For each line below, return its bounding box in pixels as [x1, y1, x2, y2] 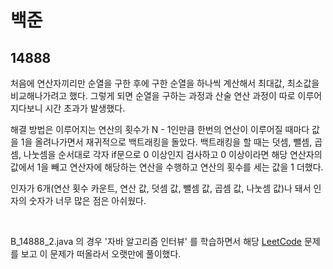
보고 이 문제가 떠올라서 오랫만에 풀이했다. [20, 248, 182, 260]
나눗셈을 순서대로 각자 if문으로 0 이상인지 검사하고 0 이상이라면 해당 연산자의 [23, 149, 323, 160]
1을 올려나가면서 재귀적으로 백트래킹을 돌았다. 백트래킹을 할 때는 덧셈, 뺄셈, [20, 136, 313, 148]
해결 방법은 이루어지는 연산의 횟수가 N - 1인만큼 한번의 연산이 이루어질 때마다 [10, 124, 310, 135]
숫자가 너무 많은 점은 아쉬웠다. [28, 195, 147, 206]
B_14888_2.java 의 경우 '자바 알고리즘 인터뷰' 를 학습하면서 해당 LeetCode [10, 236, 303, 247]
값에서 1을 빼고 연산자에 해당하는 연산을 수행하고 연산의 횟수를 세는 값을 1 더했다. [10, 161, 324, 173]
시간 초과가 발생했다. [44, 102, 126, 114]
